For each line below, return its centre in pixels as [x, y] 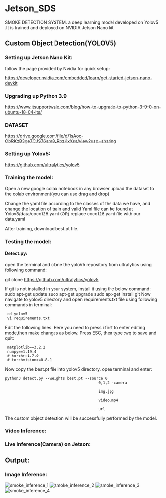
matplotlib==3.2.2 [26, 347]
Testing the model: [28, 241]
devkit [12, 83]
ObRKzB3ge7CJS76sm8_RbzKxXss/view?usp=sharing [61, 141]
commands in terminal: [28, 305]
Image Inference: [26, 475]
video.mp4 [109, 400]
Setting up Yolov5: [28, 154]
